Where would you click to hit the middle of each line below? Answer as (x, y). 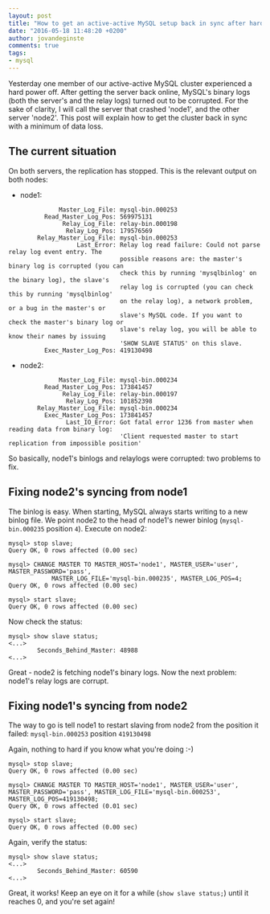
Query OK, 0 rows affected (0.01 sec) (73, 806)
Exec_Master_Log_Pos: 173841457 (98, 415)
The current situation (62, 152)
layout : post (30, 16)
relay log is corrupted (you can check (186, 287)
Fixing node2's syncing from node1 (98, 492)
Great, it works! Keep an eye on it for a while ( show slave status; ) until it (129, 893)
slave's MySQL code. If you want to (181, 315)
